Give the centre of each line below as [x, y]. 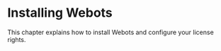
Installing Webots [60, 13]
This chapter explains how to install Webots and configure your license [110, 32]
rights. [17, 39]
